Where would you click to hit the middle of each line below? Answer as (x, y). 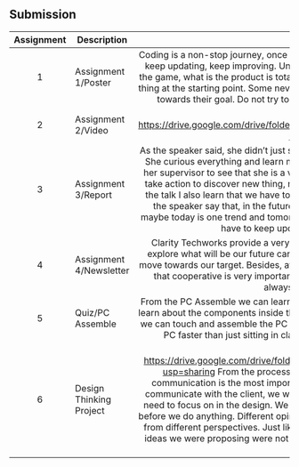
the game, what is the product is (206, 76)
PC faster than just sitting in (221, 334)
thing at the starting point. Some (205, 88)
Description (102, 39)
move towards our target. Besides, (211, 264)
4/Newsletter (102, 270)
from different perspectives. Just (212, 427)
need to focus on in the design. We (216, 405)
